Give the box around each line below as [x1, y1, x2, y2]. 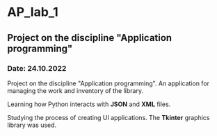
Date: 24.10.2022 [7, 63, 67, 73]
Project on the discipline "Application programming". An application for [7, 79, 210, 87]
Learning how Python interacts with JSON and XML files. [7, 100, 171, 108]
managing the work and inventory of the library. [7, 86, 144, 94]
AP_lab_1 [7, 4, 59, 20]
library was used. [7, 121, 57, 129]
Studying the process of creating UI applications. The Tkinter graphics [7, 113, 210, 121]
